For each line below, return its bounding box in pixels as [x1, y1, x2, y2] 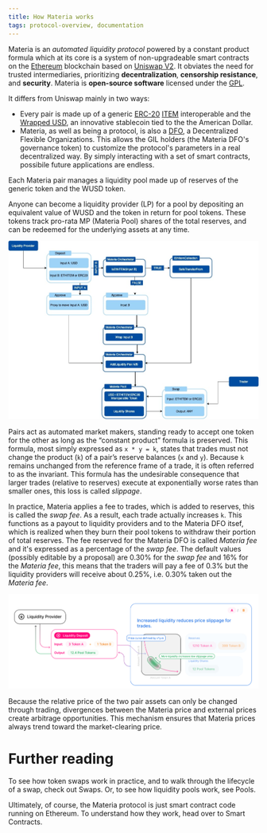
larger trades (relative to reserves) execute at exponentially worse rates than [8, 478, 259, 487]
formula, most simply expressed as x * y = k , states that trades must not [8, 444, 249, 454]
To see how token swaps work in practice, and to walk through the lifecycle [8, 776, 255, 786]
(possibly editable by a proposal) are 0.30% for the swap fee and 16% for [8, 552, 249, 562]
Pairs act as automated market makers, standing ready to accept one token [8, 427, 254, 436]
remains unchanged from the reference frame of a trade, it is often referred [8, 461, 254, 470]
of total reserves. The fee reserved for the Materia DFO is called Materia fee [8, 536, 257, 545]
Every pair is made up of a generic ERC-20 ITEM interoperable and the [19, 108, 251, 119]
